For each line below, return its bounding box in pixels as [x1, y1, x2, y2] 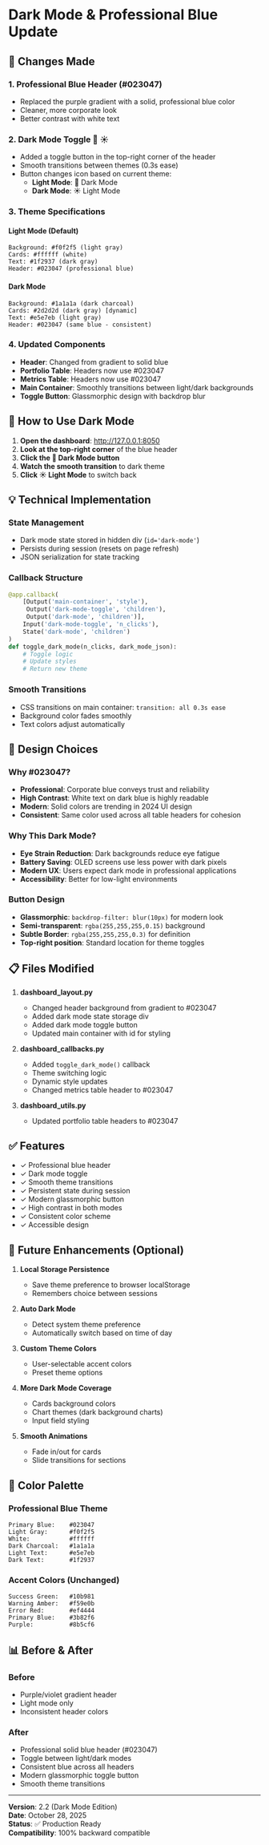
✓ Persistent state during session [19, 1186, 130, 1196]
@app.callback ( [8, 591, 59, 599]
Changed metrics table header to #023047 [31, 1084, 174, 1095]
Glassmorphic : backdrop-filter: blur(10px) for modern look [19, 912, 224, 922]
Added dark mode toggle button [31, 1019, 138, 1029]
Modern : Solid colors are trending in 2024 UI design [19, 801, 193, 811]
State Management [8, 517, 85, 528]
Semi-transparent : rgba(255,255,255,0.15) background [19, 920, 206, 931]
